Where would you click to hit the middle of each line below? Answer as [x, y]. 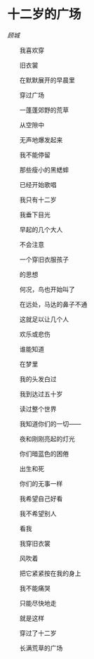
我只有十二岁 [38, 199]
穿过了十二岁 [38, 633]
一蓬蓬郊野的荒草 [44, 110]
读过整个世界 [38, 409]
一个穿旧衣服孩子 [44, 259]
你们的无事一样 [41, 483]
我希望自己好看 [41, 498]
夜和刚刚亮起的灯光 [47, 439]
